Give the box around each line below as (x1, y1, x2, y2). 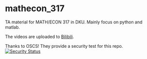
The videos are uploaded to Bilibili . (5, 34, 74, 39)
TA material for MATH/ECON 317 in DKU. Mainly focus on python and (5, 19, 143, 25)
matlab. (5, 24, 20, 30)
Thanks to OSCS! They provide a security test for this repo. (5, 43, 123, 49)
